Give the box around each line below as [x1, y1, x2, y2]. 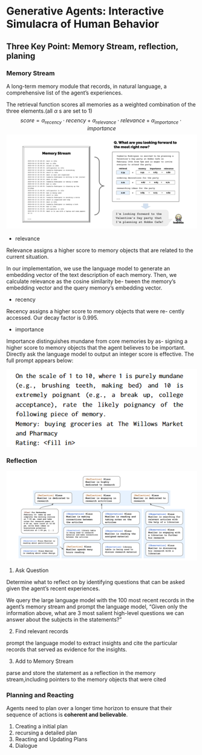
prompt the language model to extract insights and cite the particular [6, 639, 178, 647]
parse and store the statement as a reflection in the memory [6, 669, 156, 676]
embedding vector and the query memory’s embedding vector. [6, 284, 163, 291]
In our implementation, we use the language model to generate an [6, 265, 171, 272]
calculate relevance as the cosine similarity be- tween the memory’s [6, 278, 176, 285]
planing [6, 50, 36, 61]
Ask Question [15, 567, 49, 574]
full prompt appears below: [6, 356, 74, 364]
